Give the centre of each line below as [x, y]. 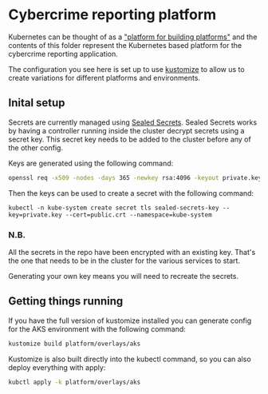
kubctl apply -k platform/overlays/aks [75, 382]
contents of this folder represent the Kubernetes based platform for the [125, 45]
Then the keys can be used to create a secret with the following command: [131, 193]
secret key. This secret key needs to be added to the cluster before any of [130, 139]
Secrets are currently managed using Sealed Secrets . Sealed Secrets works [133, 122]
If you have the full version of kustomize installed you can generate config [130, 320]
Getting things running [66, 301]
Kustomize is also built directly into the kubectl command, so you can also [130, 359]
